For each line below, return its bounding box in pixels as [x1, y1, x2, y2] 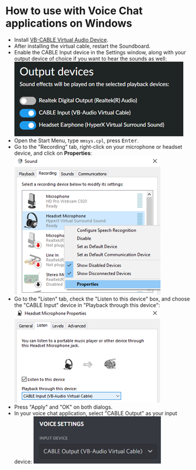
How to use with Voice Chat [5, 4, 143, 18]
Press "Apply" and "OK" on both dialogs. [14, 403, 113, 410]
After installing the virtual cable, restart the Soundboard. [14, 43, 151, 50]
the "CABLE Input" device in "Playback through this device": [14, 301, 160, 308]
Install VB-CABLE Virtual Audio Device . [14, 36, 109, 43]
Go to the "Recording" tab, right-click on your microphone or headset [14, 143, 182, 150]
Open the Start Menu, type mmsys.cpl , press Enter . [14, 137, 139, 144]
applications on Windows [5, 17, 132, 30]
